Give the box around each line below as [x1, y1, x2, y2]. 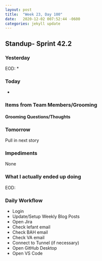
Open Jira [12, 218, 33, 224]
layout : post [5, 7, 32, 12]
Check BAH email [12, 229, 48, 235]
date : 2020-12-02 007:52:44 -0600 [5, 16, 80, 21]
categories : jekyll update [5, 21, 61, 26]
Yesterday [5, 54, 31, 61]
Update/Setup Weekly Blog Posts [12, 213, 80, 219]
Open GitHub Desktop [12, 245, 57, 251]
